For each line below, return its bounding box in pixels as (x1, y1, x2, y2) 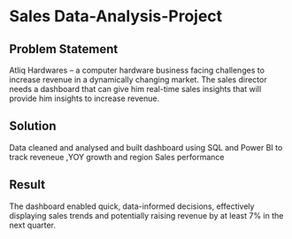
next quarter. (9, 220, 56, 230)
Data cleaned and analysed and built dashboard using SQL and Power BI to (9, 142, 283, 152)
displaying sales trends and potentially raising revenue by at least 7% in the (9, 210, 284, 220)
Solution (9, 119, 57, 134)
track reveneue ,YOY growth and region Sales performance (9, 151, 225, 162)
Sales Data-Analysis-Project (9, 6, 223, 27)
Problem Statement (9, 42, 119, 57)
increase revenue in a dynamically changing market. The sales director (9, 74, 267, 85)
